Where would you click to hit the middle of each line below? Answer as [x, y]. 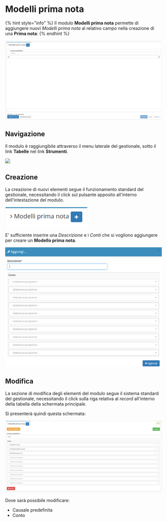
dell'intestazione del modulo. [35, 200]
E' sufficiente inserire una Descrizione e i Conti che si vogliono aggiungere [82, 235]
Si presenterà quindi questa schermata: [45, 414]
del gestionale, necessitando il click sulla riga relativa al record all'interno [80, 399]
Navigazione [25, 134]
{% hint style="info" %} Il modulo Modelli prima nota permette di [72, 23]
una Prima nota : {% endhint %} [37, 33]
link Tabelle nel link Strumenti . [37, 151]
